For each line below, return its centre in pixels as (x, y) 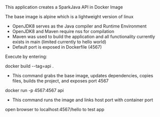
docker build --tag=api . (29, 66)
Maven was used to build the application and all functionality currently (84, 37)
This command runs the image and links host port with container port (82, 100)
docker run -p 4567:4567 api (35, 90)
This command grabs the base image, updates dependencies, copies (83, 75)
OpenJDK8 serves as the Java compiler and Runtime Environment (79, 26)
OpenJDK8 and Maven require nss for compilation (63, 31)
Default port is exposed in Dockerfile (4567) (57, 47)
